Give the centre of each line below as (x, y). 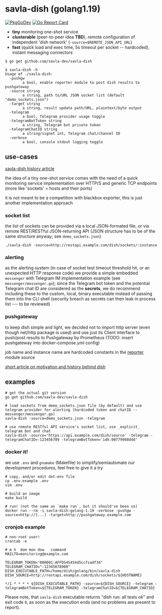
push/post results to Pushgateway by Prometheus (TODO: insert (69, 337)
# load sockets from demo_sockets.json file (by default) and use (73, 406)
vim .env (14, 485)
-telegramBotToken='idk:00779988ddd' (99, 440)
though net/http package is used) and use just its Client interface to (72, 332)
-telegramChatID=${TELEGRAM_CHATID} (118, 588)
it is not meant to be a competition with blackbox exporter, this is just (74, 198)
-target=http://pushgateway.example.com (90, 515)
